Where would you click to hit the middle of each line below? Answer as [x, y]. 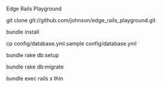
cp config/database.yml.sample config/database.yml [71, 43]
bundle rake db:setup [32, 55]
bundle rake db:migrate [35, 67]
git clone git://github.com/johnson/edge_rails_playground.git [81, 20]
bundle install [23, 32]
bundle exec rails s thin [35, 78]
